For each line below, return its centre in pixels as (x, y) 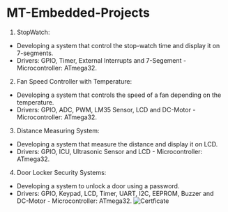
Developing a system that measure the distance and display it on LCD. (117, 144)
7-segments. (35, 53)
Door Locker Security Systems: (61, 172)
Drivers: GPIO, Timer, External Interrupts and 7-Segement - (101, 60)
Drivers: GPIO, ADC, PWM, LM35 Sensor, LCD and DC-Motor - (106, 109)
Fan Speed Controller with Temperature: (74, 81)
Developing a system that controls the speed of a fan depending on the (119, 95)
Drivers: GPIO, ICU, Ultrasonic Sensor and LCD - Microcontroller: (109, 151)
